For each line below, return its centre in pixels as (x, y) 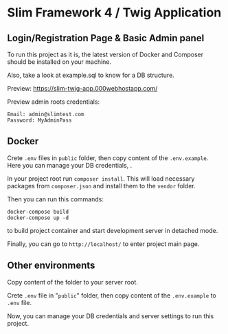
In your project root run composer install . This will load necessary (101, 178)
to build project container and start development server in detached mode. (113, 230)
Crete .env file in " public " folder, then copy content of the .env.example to (112, 295)
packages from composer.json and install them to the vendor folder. (101, 186)
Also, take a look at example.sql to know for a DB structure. (91, 75)
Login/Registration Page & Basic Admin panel (106, 38)
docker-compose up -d (38, 218)
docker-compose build (38, 212)
